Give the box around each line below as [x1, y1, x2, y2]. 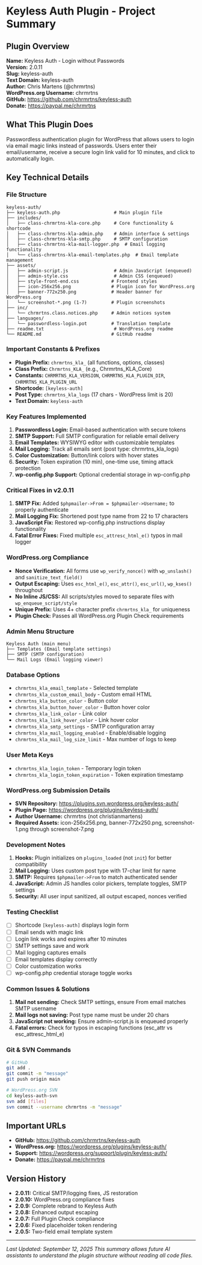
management [6, 257, 34, 263]
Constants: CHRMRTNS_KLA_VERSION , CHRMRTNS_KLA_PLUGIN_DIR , [14, 372, 165, 379]
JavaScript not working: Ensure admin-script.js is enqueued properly [14, 1018, 188, 1025]
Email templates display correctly [14, 956, 97, 963]
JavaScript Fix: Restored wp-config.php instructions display [14, 519, 165, 526]
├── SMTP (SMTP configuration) [6, 651, 85, 657]
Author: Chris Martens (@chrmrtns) [6, 83, 96, 90]
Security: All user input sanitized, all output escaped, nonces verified [14, 893, 188, 900]
